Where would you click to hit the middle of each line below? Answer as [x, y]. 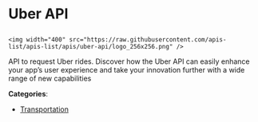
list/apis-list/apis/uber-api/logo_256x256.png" [91, 47]
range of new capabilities [50, 79]
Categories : [28, 94]
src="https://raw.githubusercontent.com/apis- [148, 40]
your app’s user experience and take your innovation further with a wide [127, 70]
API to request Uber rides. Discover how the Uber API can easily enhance [129, 61]
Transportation [44, 109]
